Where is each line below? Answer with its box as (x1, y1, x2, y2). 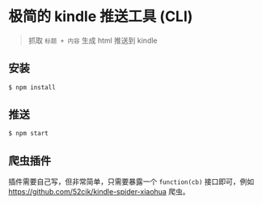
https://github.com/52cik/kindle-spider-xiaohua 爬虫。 (8, 187, 190, 197)
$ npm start (8, 130, 49, 138)
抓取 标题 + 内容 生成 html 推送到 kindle (27, 35, 158, 45)
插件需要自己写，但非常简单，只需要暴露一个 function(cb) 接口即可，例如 (8, 177, 255, 186)
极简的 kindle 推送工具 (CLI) (8, 7, 193, 26)
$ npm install (8, 83, 57, 91)
